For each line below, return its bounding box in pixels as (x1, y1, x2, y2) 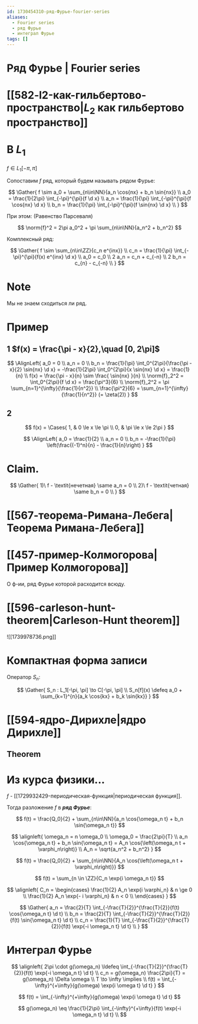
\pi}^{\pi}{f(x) (13, 253, 46, 261)
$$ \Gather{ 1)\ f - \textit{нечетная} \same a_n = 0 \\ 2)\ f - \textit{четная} (9, 482, 190, 489)
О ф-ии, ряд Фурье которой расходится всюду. (6, 580, 126, 588)
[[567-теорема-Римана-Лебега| (6, 509, 173, 522)
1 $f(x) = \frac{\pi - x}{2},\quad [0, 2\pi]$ (6, 344, 160, 354)
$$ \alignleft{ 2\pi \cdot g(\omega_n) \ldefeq (11, 963, 120, 970)
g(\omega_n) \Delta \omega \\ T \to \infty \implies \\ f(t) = (22, 976, 161, 983)
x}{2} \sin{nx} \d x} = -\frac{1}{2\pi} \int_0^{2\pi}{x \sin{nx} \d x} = (9, 366, 170, 373)
